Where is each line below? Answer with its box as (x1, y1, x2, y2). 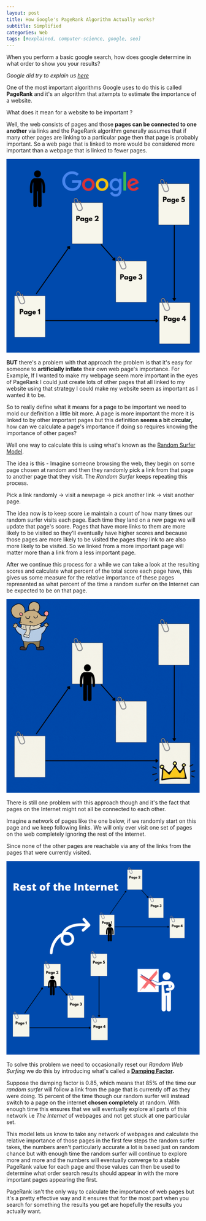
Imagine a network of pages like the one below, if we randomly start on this (6, 817, 196, 825)
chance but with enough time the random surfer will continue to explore (6, 1150, 188, 1158)
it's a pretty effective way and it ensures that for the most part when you (6, 1195, 189, 1202)
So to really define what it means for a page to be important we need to (6, 403, 187, 411)
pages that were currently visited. (6, 849, 91, 857)
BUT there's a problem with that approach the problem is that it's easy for (6, 359, 193, 366)
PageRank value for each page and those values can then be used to (6, 1163, 181, 1171)
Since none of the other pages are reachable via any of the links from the (6, 842, 191, 850)
